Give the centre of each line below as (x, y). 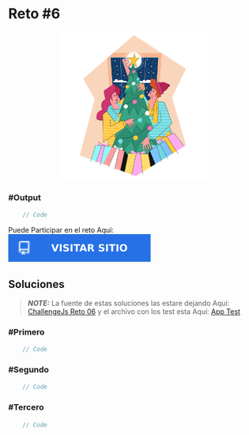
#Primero (26, 331)
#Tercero (26, 407)
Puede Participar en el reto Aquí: (61, 230)
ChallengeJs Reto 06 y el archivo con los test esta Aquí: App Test (134, 311)
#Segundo (29, 370)
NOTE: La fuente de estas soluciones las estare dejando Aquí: (128, 303)
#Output (25, 197)
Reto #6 (34, 14)
